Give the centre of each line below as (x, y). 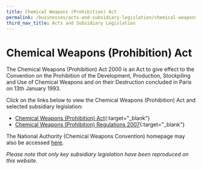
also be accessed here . (35, 143)
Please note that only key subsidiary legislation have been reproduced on (98, 155)
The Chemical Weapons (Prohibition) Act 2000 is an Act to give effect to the (100, 69)
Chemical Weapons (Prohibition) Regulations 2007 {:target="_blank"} (100, 124)
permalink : (20, 17)
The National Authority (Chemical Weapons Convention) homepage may (96, 137)
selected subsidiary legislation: (44, 106)
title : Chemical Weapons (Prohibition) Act (62, 12)
